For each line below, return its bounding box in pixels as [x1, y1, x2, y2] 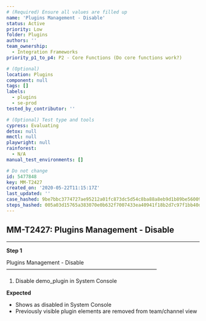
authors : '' [6, 37, 37, 44]
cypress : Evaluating [6, 122, 59, 129]
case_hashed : [6, 196, 40, 203]
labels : [6, 88, 26, 95]
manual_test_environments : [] [6, 157, 84, 163]
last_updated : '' [6, 191, 51, 197]
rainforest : [6, 145, 37, 152]
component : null [6, 77, 48, 83]
